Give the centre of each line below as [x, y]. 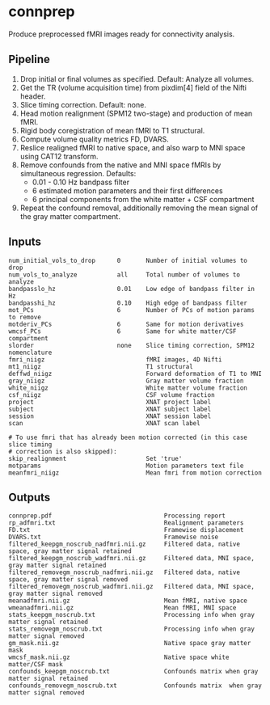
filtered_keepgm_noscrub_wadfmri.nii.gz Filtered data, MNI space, [131, 559]
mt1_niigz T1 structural [101, 366]
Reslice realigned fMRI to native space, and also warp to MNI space [133, 147]
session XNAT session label [110, 416]
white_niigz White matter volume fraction [128, 388]
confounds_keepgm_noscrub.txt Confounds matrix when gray [133, 672]
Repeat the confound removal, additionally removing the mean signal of [139, 208]
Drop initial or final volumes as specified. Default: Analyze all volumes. [137, 78]
